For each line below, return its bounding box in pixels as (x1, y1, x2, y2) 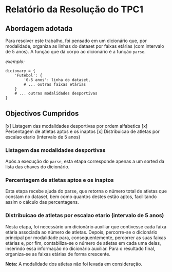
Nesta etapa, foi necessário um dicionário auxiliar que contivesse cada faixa (5, 223, 167, 229)
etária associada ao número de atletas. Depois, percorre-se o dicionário (5, 229, 158, 235)
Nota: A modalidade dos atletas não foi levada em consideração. (5, 261, 143, 267)
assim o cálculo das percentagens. (5, 199, 79, 205)
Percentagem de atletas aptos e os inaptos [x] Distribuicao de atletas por (5, 128, 160, 134)
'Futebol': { (14, 73, 43, 78)
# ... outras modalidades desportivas (14, 91, 98, 96)
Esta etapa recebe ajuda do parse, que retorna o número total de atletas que (5, 188, 167, 195)
